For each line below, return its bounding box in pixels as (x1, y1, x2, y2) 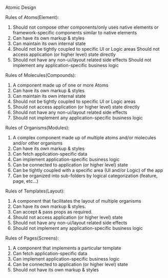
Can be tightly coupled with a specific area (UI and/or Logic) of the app (12, 167, 163, 173)
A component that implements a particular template (12, 245, 121, 251)
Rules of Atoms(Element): (5, 14, 59, 20)
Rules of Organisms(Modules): (5, 125, 70, 131)
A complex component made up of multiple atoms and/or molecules (12, 135, 156, 140)
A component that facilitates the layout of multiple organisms (12, 198, 141, 204)
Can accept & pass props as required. (12, 209, 93, 215)
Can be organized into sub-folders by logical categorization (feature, (12, 173, 158, 179)
